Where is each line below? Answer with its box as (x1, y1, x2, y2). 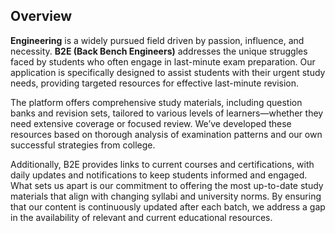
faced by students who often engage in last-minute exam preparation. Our (10, 55, 316, 68)
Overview (10, 8, 73, 25)
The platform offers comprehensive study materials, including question (10, 96, 303, 108)
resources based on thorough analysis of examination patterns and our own (10, 128, 323, 140)
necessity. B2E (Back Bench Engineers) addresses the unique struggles (10, 45, 308, 57)
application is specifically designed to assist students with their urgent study (10, 66, 326, 78)
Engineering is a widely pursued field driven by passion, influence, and (10, 34, 305, 46)
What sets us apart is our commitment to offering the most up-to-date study (10, 179, 324, 191)
